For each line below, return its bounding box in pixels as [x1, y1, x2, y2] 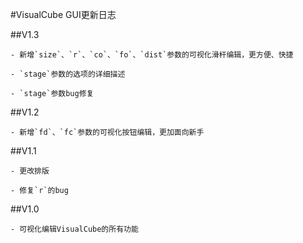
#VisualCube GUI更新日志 [10, 9, 117, 20]
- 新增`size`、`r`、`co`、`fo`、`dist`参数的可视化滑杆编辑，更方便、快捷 [10, 50, 294, 60]
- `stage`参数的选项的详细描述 [10, 69, 126, 79]
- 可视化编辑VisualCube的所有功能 [10, 224, 139, 234]
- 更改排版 [10, 166, 50, 176]
